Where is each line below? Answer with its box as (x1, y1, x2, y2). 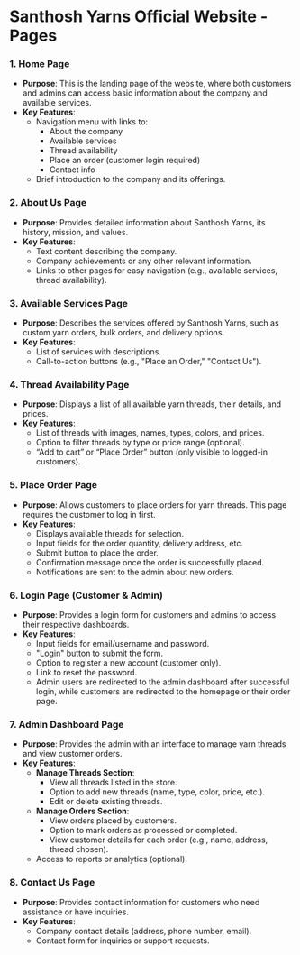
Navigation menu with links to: (35, 116, 149, 127)
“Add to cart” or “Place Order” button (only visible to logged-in (35, 446, 268, 457)
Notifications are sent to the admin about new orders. (35, 566, 234, 577)
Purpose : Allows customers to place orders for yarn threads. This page (22, 499, 287, 510)
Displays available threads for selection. (35, 528, 185, 538)
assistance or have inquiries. (22, 906, 129, 917)
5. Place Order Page (9, 479, 97, 491)
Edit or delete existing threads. (49, 796, 163, 807)
